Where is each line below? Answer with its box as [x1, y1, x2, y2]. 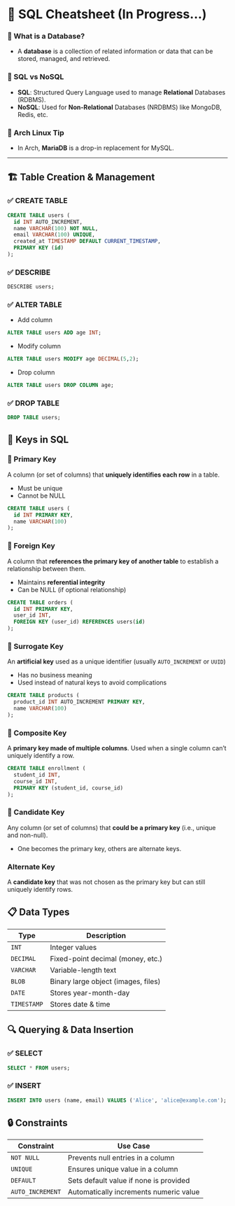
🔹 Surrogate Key [7, 641, 64, 651]
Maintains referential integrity [17, 577, 106, 587]
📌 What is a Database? [7, 31, 85, 41]
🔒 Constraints [7, 1117, 68, 1129]
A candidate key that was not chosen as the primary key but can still [7, 878, 206, 886]
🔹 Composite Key [7, 728, 67, 738]
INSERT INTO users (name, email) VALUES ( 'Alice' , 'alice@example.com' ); [7, 1097, 227, 1104]
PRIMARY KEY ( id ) [13, 244, 64, 251]
